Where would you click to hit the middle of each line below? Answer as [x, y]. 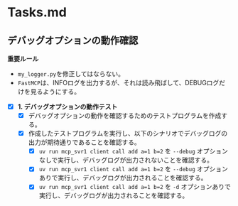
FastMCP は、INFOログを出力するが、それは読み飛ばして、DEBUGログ [118, 83]
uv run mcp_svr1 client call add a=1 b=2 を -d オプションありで [135, 187]
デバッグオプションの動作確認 [73, 40]
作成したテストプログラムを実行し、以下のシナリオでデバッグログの [128, 134]
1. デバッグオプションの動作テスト [67, 107]
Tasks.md [37, 12]
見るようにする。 [55, 92]
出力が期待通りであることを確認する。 [84, 142]
